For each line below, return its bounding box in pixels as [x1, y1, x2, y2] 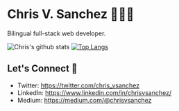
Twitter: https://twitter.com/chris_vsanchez [17, 81, 140, 89]
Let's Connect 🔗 [7, 62, 78, 75]
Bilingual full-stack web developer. [7, 29, 106, 37]
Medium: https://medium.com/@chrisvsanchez [17, 96, 152, 104]
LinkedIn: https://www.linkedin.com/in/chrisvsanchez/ [17, 88, 172, 96]
